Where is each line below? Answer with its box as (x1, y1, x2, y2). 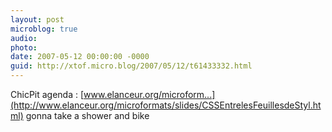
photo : (10, 42, 38, 53)
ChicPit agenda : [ (10, 89, 85, 100)
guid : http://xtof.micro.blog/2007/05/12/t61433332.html (10, 61, 253, 71)
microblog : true (10, 24, 78, 34)
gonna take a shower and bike (25, 110, 150, 121)
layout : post (10, 14, 65, 25)
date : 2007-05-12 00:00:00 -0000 (10, 52, 150, 62)
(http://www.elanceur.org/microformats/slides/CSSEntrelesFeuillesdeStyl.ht (10, 99, 322, 111)
